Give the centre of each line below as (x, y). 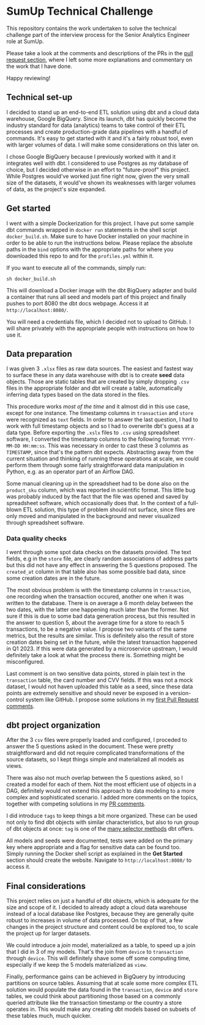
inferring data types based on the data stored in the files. (78, 395)
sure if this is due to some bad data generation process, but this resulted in (101, 616)
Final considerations (46, 886)
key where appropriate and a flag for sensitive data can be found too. (94, 847)
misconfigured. (25, 661)
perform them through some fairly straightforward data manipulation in (95, 465)
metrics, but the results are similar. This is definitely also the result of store (100, 635)
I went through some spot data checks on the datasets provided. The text (99, 552)
